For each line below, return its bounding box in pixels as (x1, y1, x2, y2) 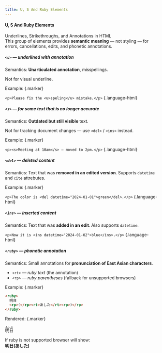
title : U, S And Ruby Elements (5, 7, 68, 12)
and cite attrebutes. (5, 175, 45, 181)
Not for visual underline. (5, 76, 53, 82)
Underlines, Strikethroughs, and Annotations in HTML (5, 33, 112, 39)
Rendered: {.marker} (5, 316, 46, 322)
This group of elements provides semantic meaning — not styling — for (5, 38, 149, 44)
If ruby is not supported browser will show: (5, 337, 90, 343)
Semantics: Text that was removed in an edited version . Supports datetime (5, 169, 155, 175)
